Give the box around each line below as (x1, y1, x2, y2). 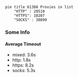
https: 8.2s (12, 62, 34, 68)
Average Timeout (5, 41, 41, 47)
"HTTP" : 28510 (14, 9, 45, 14)
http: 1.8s (12, 57, 31, 63)
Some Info (5, 28, 30, 35)
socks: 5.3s (12, 68, 36, 74)
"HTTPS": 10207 (14, 13, 45, 18)
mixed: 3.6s (12, 52, 36, 58)
